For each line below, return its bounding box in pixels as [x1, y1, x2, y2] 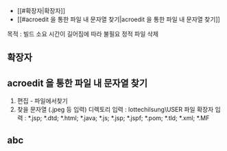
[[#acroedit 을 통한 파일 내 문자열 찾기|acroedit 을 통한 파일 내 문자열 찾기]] [16, 15, 221, 23]
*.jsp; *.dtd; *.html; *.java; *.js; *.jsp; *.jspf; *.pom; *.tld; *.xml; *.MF [27, 114, 210, 122]
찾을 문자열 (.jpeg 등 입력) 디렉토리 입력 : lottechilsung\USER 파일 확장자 [16, 106, 214, 114]
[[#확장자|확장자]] [16, 7, 66, 14]
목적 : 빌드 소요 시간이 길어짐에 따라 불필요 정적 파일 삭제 [7, 30, 159, 38]
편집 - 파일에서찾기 [16, 97, 69, 105]
